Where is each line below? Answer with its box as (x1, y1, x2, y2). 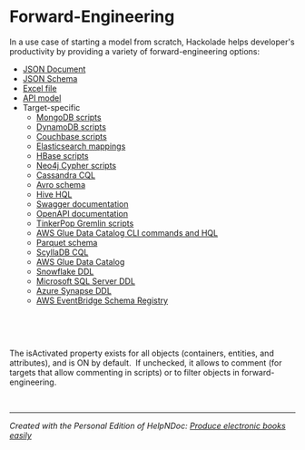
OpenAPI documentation (35, 208, 129, 219)
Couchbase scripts (35, 131, 107, 142)
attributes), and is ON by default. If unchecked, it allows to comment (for (9, 357, 282, 368)
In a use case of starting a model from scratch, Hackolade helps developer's (9, 36, 295, 47)
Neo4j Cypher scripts (35, 160, 116, 171)
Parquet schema (35, 237, 98, 248)
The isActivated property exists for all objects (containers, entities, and (9, 347, 274, 358)
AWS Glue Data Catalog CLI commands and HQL (35, 227, 219, 238)
